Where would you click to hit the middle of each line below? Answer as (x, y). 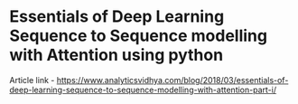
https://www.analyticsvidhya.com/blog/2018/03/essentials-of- (172, 80)
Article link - (32, 80)
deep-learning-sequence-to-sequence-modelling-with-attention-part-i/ (143, 90)
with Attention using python (116, 55)
